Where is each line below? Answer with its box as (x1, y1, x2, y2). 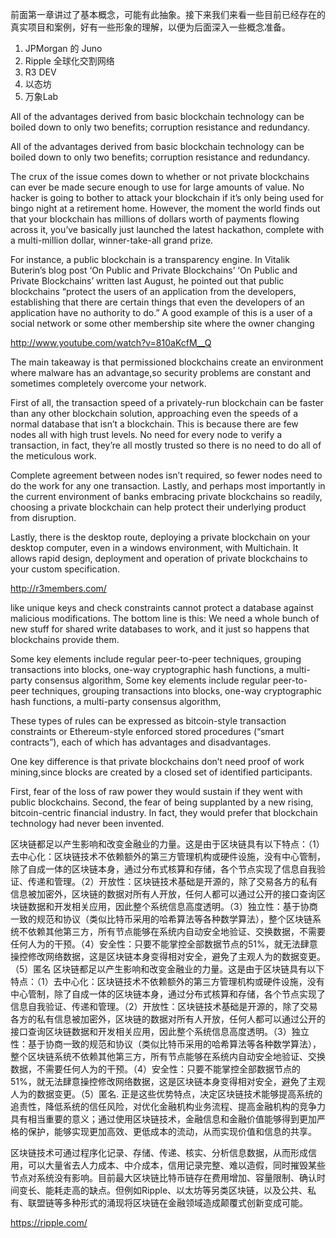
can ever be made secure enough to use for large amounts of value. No (10, 181, 305, 193)
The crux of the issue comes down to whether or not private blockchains (10, 171, 310, 182)
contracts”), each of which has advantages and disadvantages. (10, 736, 272, 748)
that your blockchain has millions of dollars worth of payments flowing (10, 213, 300, 225)
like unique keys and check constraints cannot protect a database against (10, 602, 314, 613)
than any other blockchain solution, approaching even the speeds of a (10, 408, 299, 419)
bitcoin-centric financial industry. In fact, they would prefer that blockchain (10, 807, 318, 818)
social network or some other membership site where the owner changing (10, 318, 315, 329)
